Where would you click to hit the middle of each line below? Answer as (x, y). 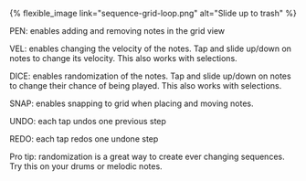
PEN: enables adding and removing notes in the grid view (117, 31)
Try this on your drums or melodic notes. (86, 166)
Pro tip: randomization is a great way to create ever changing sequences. (147, 156)
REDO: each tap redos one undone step (84, 139)
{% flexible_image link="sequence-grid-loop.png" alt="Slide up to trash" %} (153, 13)
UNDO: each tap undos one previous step (88, 121)
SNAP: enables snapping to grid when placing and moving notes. (132, 103)
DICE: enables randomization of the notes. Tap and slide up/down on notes (150, 76)
